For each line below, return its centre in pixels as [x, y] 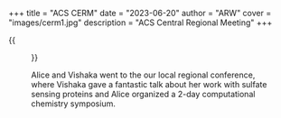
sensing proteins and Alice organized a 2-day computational [143, 94]
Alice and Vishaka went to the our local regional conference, [143, 75]
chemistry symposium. [74, 104]
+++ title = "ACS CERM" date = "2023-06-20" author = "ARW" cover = [140, 13]
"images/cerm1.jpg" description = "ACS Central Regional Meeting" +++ [140, 23]
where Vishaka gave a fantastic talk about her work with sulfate [149, 84]
